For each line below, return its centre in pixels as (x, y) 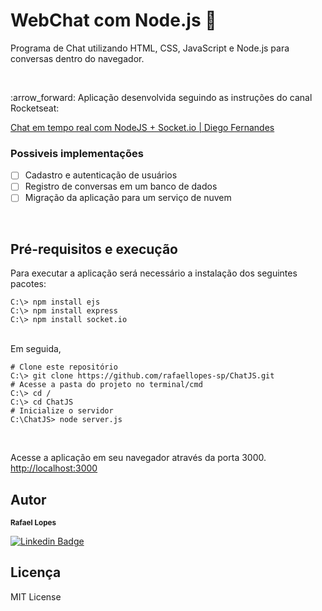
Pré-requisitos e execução (94, 249)
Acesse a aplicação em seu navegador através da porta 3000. (138, 458)
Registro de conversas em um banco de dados (121, 186)
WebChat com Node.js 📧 (113, 20)
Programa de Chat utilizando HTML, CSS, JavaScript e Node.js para (150, 48)
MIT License (36, 596)
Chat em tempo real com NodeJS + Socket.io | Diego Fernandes (142, 127)
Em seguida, (36, 349)
